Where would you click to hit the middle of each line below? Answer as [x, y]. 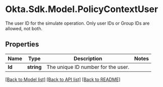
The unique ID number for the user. [88, 67]
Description [88, 58]
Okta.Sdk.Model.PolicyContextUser [82, 9]
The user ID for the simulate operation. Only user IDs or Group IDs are [77, 23]
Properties [22, 45]
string [34, 67]
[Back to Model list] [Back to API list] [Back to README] [63, 79]
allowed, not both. [24, 28]
